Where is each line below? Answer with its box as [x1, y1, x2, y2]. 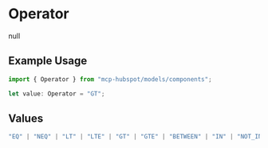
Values [8, 111, 44, 125]
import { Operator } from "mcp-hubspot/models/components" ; [8, 75, 213, 84]
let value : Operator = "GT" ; [8, 89, 105, 98]
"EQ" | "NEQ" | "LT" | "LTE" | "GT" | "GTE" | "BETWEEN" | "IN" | [8, 133, 234, 141]
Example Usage [8, 54, 88, 68]
